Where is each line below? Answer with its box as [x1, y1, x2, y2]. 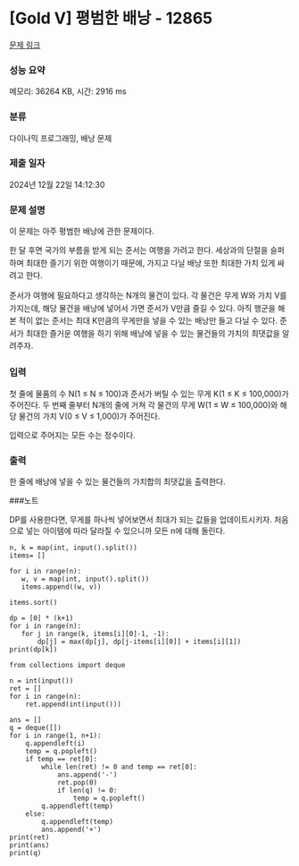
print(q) [9, 848, 42, 857]
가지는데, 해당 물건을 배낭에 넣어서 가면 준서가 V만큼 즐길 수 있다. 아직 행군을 [9, 302, 277, 313]
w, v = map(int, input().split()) [21, 574, 150, 583]
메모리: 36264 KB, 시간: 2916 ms [9, 86, 127, 97]
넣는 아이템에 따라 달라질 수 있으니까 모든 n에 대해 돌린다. [25, 525, 226, 536]
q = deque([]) [9, 723, 62, 732]
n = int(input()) [9, 676, 74, 685]
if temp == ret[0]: [25, 754, 98, 763]
